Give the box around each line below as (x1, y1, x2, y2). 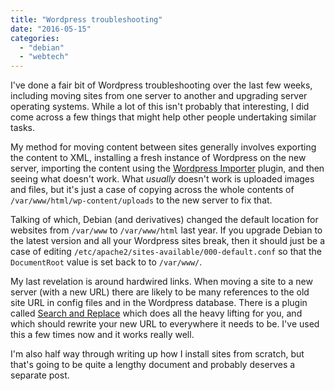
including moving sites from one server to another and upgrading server (10, 90, 308, 102)
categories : (10, 33, 60, 43)
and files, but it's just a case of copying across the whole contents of (10, 184, 295, 196)
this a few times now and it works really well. (10, 329, 195, 341)
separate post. (10, 369, 70, 381)
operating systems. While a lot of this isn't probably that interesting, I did (10, 101, 310, 113)
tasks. (10, 122, 36, 134)
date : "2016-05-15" (10, 24, 92, 34)
